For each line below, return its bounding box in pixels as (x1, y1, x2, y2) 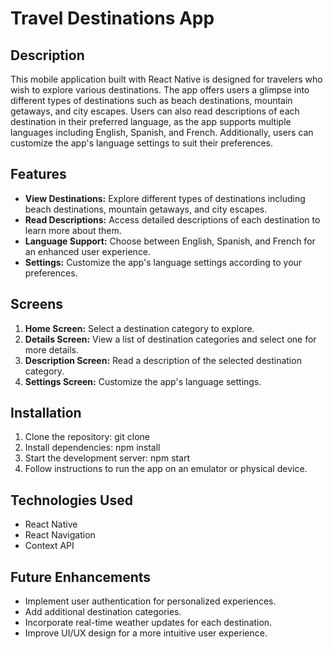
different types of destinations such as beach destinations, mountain (10, 95, 293, 106)
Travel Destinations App (10, 7, 215, 30)
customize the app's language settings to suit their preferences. (10, 137, 274, 149)
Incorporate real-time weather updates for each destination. (24, 617, 273, 629)
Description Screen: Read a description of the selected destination (24, 354, 302, 366)
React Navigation (24, 529, 96, 541)
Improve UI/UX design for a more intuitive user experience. (24, 627, 268, 639)
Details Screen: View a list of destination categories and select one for (24, 333, 317, 345)
